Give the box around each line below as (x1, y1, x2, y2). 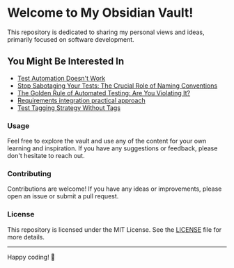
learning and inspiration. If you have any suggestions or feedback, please (7, 144, 218, 152)
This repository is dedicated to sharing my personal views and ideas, (7, 28, 205, 36)
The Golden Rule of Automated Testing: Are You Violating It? (17, 88, 190, 97)
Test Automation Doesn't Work (17, 74, 106, 82)
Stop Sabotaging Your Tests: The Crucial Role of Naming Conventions (17, 81, 218, 90)
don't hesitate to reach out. (7, 152, 85, 160)
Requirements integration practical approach (17, 96, 146, 104)
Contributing (7, 168, 52, 178)
